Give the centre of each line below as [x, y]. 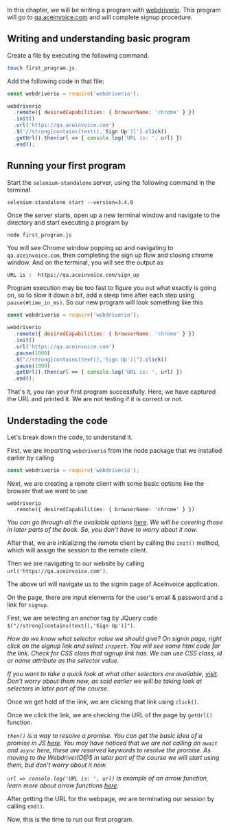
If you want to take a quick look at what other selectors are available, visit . [113, 673]
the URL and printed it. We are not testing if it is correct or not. [95, 399]
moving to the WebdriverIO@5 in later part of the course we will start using [113, 757]
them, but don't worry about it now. [57, 765]
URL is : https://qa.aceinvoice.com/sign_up [73, 275]
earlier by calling [31, 458]
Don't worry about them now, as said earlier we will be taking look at [105, 681]
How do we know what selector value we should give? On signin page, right [114, 638]
